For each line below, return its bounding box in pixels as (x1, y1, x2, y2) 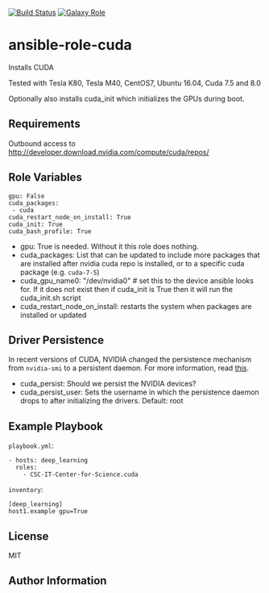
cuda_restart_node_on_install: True (8, 213, 131, 221)
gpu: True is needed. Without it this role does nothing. (19, 241, 199, 251)
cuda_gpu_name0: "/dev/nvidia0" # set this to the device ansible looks (19, 275, 254, 286)
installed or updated (19, 310, 87, 319)
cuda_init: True (8, 220, 63, 228)
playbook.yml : (8, 441, 54, 451)
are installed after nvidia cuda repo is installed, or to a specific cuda (19, 258, 245, 268)
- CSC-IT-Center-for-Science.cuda (23, 470, 139, 479)
